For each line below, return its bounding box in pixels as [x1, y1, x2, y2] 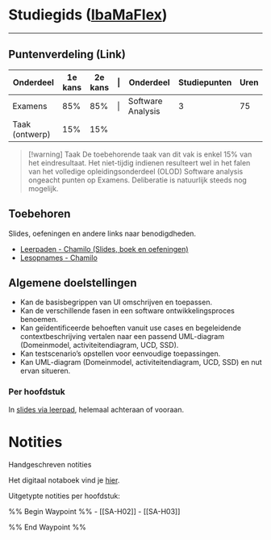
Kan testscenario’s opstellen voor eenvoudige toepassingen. [19, 349, 221, 358]
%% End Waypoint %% [8, 522, 86, 532]
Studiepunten [178, 77, 232, 88]
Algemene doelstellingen [8, 276, 137, 290]
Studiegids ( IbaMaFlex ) [8, 6, 168, 24]
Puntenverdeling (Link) [8, 48, 127, 61]
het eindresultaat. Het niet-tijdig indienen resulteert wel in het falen [27, 157, 251, 167]
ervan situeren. [19, 366, 71, 376]
